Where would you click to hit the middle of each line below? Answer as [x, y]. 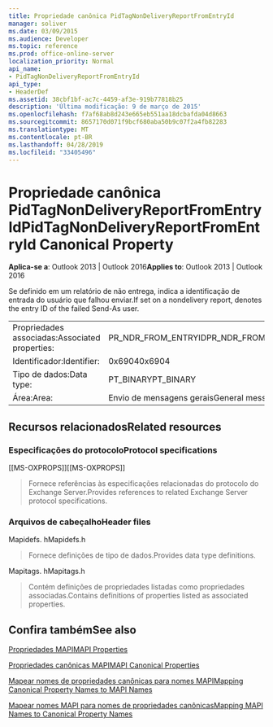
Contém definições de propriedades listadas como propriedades [136, 587]
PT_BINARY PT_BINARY [152, 379]
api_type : [25, 84]
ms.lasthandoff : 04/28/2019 [56, 145]
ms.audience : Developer [49, 39]
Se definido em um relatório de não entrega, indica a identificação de [124, 291]
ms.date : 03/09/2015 [43, 31]
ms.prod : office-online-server [61, 54]
